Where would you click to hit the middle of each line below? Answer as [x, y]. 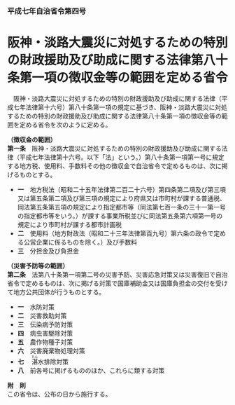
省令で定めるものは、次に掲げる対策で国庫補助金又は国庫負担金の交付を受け [117, 283]
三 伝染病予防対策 [45, 324]
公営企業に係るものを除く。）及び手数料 [80, 242]
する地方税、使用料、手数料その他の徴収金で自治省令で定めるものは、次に [114, 165]
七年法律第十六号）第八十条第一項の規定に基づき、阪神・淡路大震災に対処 [120, 107]
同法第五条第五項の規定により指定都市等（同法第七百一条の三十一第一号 [121, 207]
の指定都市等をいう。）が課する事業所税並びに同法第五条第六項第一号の [120, 216]
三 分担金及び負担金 [48, 251]
